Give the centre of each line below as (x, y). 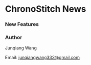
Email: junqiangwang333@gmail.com (42, 58)
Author (14, 38)
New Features (22, 24)
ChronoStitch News (46, 9)
